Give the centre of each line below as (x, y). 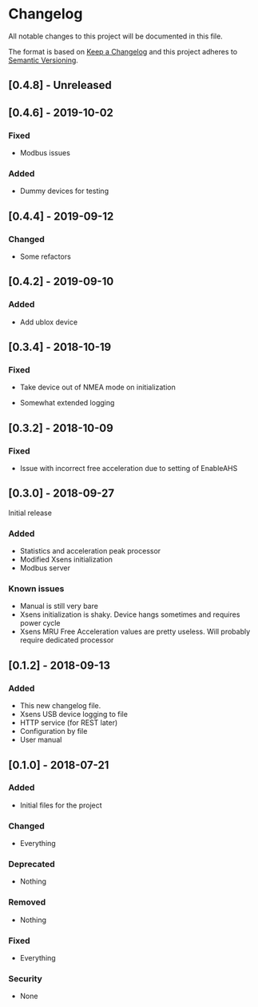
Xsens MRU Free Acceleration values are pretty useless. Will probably (135, 632)
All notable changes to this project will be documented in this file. (116, 36)
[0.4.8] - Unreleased (60, 85)
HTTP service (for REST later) (69, 723)
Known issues (36, 589)
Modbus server (45, 568)
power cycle (40, 623)
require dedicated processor (67, 640)
